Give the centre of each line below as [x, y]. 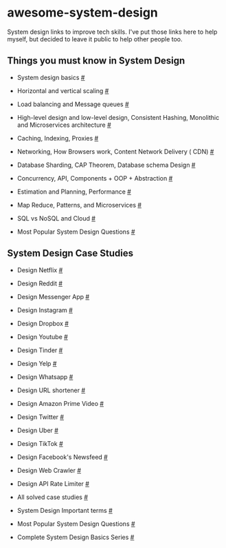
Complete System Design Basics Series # [76, 537]
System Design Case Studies [70, 253]
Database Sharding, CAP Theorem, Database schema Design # [106, 165]
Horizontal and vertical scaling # [63, 90]
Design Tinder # [40, 350]
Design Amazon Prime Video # [60, 403]
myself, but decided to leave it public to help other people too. [95, 39]
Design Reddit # [40, 283]
